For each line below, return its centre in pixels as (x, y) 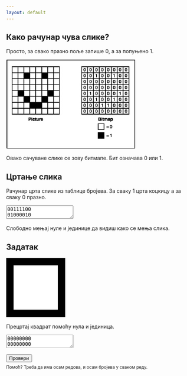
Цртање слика (34, 176)
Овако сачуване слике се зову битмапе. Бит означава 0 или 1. (85, 158)
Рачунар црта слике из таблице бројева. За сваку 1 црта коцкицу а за (93, 191)
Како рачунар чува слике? (58, 38)
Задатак (22, 247)
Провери (19, 359)
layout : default (26, 12)
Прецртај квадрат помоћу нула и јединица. (60, 327)
